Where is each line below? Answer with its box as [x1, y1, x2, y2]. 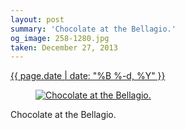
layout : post [10, 14, 65, 25]
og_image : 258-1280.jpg [10, 33, 110, 43]
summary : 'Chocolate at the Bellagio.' [10, 24, 177, 34]
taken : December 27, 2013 [10, 42, 118, 53]
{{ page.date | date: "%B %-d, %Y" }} [10, 70, 166, 82]
